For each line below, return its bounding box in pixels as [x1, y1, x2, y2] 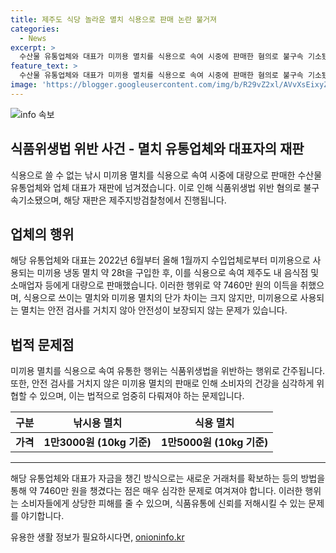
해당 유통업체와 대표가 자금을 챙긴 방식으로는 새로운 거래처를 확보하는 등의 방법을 [10, 472, 326, 485]
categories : [10, 24, 60, 34]
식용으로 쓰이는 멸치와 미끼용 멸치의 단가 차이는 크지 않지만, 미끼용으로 [23, 292, 298, 304]
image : [10, 80, 38, 90]
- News [19, 33, 47, 43]
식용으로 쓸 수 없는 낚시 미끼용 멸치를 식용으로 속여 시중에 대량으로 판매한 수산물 [10, 169, 323, 181]
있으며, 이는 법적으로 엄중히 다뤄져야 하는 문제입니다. [39, 390, 245, 402]
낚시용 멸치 [73, 416, 123, 430]
